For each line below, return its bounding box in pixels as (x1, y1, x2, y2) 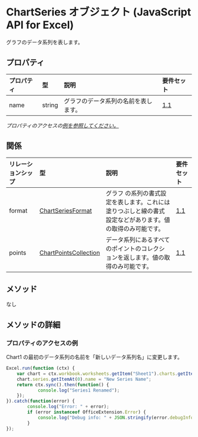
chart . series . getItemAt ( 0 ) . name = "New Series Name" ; (16, 376, 151, 382)
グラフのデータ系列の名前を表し (64, 97, 153, 105)
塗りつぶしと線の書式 (105, 207, 165, 215)
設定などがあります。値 (105, 216, 170, 224)
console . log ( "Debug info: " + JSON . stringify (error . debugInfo (37, 415, 194, 420)
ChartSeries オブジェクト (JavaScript (6, 5, 192, 19)
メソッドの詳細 (6, 319, 61, 330)
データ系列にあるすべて (105, 236, 170, 244)
